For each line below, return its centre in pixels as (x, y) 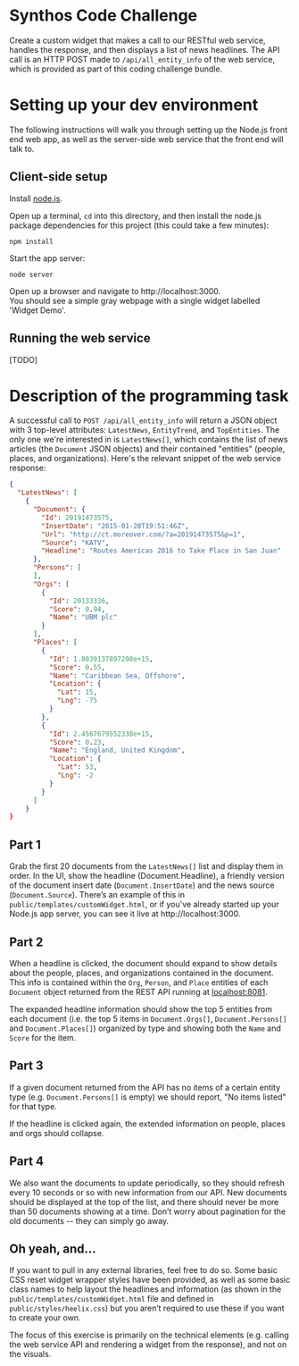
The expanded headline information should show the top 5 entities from (141, 1009)
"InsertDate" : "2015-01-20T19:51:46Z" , (116, 526)
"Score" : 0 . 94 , (77, 609)
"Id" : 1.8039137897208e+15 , (101, 659)
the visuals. (30, 1354)
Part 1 (25, 844)
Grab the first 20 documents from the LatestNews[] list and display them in (146, 866)
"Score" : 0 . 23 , (77, 742)
